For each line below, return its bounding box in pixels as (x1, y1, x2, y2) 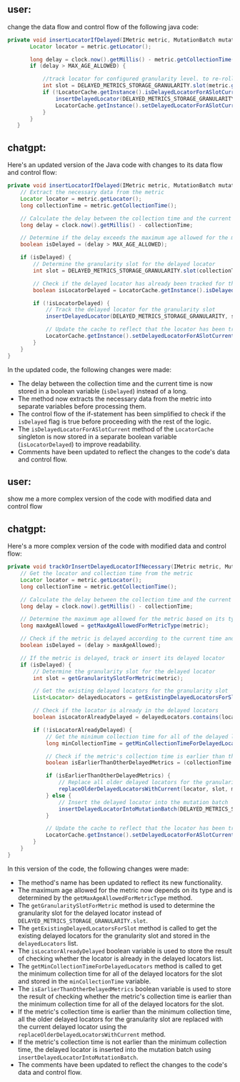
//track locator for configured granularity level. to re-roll (42, 76, 235, 83)
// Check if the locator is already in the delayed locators (33, 707, 219, 714)
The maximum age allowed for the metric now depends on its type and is (17, 886, 233, 894)
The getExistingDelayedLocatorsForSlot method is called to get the (17, 923, 217, 932)
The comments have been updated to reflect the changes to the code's (17, 1060, 228, 1068)
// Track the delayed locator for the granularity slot (45, 306, 216, 314)
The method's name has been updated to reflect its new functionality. (17, 878, 223, 886)
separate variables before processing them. (17, 401, 146, 411)
